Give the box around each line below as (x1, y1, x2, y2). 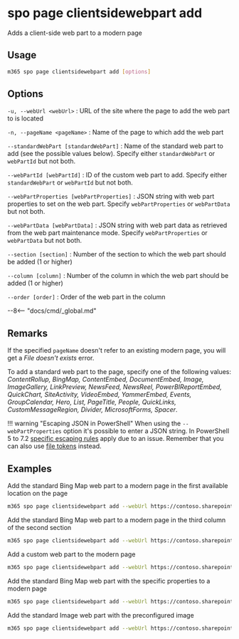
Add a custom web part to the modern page (7, 550, 136, 559)
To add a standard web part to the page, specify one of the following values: (7, 368, 232, 376)
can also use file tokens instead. (7, 442, 102, 450)
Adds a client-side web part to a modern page (7, 28, 142, 37)
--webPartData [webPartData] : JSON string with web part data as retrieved (7, 221, 228, 229)
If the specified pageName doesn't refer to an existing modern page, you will (7, 346, 226, 355)
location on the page (7, 489, 68, 498)
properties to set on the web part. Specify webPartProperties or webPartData (7, 199, 230, 208)
